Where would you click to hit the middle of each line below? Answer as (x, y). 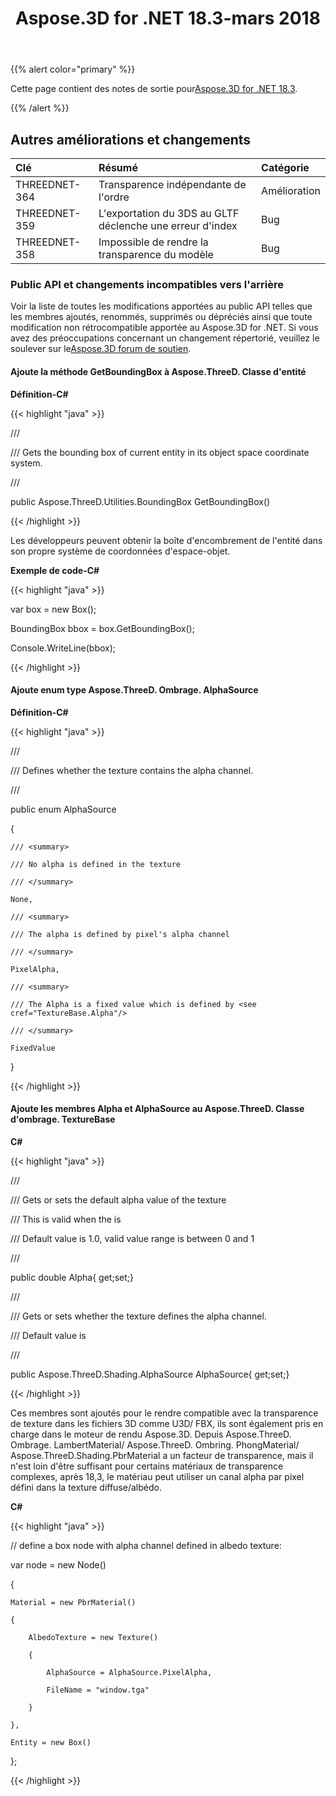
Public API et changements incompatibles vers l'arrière (147, 284)
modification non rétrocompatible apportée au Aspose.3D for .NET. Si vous (164, 328)
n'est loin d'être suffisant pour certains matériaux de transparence (147, 1466)
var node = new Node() (58, 1564)
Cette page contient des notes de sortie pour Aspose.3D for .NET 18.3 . (154, 89)
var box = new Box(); (53, 609)
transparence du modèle (156, 254)
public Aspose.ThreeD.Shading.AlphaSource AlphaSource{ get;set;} (150, 1374)
